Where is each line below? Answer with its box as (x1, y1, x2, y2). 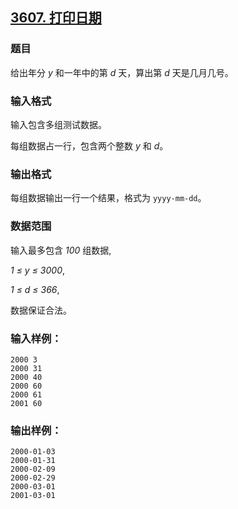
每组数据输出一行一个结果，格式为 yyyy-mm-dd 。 (10, 192, 207, 204)
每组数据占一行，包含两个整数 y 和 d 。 (10, 139, 169, 152)
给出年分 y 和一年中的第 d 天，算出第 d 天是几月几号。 (10, 66, 234, 78)
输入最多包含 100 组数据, (10, 244, 112, 256)
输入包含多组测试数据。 (10, 118, 107, 130)
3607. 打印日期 (10, 9, 102, 27)
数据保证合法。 (10, 304, 72, 316)
